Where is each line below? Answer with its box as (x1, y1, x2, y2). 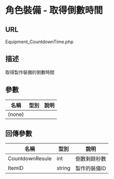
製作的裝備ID (75, 165, 106, 172)
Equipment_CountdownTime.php (5, 39, 74, 45)
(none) (8, 110, 24, 117)
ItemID (8, 165, 24, 172)
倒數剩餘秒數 (75, 156, 106, 163)
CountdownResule (8, 155, 52, 162)
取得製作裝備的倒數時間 (5, 69, 54, 75)
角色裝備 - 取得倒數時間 (5, 5, 103, 16)
